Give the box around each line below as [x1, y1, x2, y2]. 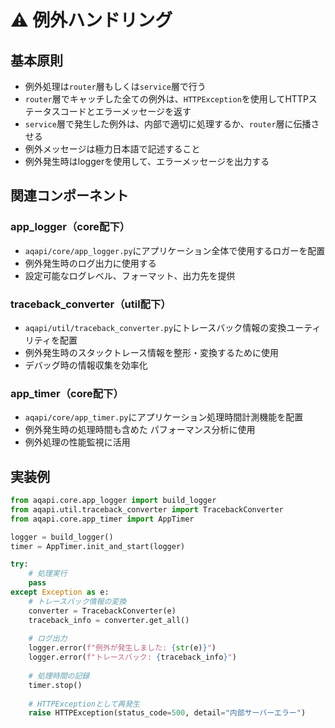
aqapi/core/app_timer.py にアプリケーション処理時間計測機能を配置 [24, 411, 304, 423]
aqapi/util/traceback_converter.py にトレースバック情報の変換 [24, 321, 287, 333]
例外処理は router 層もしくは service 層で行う [24, 81, 207, 92]
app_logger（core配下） [10, 220, 131, 234]
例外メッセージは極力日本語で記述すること [24, 143, 201, 155]
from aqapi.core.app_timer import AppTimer [10, 514, 195, 524]
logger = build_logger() [10, 532, 114, 542]
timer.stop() [28, 680, 83, 690]
